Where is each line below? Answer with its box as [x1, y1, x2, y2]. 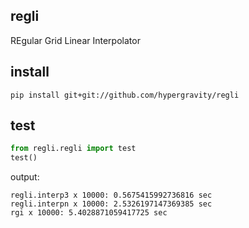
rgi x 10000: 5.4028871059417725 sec [10, 208, 168, 218]
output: [10, 171, 40, 183]
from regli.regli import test [10, 144, 137, 154]
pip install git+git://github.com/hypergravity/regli [10, 90, 240, 100]
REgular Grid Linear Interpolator [10, 34, 141, 46]
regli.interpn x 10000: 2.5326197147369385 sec [10, 199, 213, 209]
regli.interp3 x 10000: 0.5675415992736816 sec [10, 190, 213, 201]
